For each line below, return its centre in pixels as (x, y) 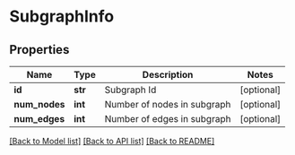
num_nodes (39, 104)
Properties (39, 50)
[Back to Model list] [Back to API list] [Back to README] (112, 141)
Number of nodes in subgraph (168, 104)
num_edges (39, 119)
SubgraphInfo (62, 17)
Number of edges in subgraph (168, 119)
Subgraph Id (130, 90)
